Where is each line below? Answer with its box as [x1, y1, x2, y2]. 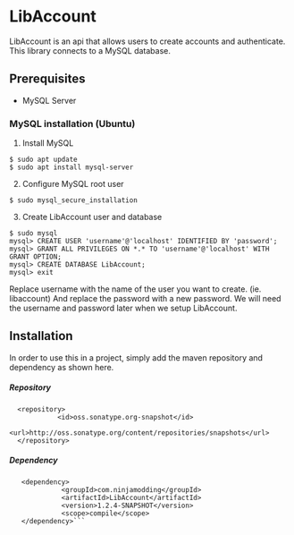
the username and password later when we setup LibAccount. [9, 302, 238, 314]
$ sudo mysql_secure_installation [9, 196, 139, 205]
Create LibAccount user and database [21, 212, 163, 223]
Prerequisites [9, 72, 86, 87]
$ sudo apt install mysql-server [9, 163, 134, 172]
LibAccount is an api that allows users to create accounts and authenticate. [9, 36, 286, 47]
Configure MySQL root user [21, 179, 124, 190]
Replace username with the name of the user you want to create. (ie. [9, 284, 262, 294]
